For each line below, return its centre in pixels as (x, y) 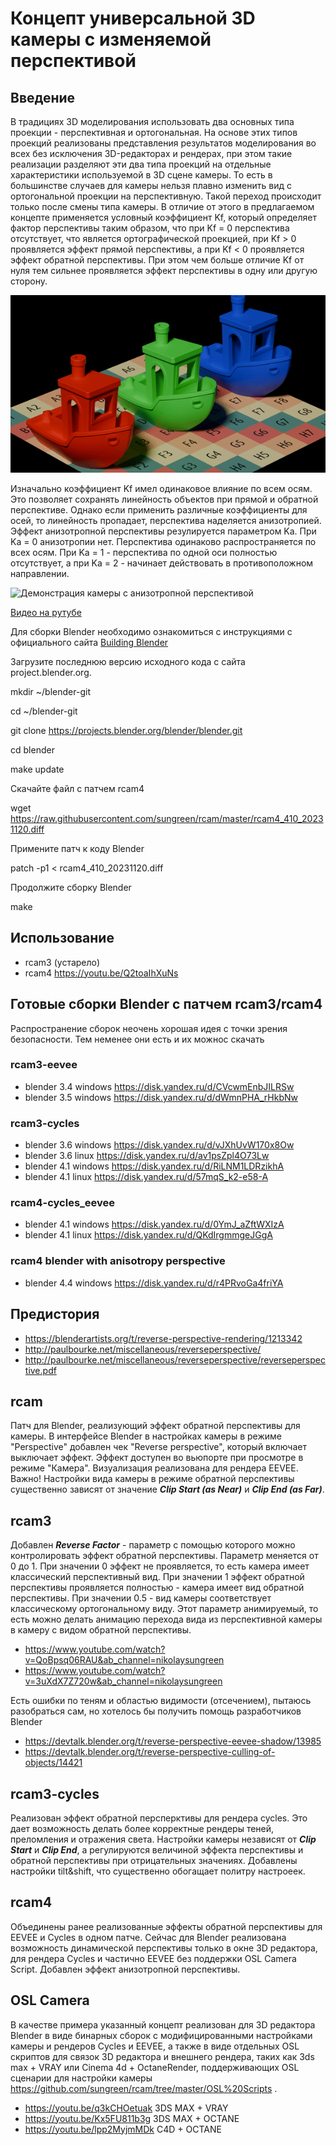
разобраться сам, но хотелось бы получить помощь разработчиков (156, 1711)
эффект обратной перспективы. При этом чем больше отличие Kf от (157, 260)
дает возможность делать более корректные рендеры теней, (142, 1828)
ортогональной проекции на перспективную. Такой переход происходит (166, 196)
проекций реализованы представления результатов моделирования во (163, 143)
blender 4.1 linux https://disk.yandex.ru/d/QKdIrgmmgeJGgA (148, 1235)
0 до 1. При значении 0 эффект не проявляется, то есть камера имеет (160, 1566)
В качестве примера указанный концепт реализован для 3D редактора (163, 2024)
